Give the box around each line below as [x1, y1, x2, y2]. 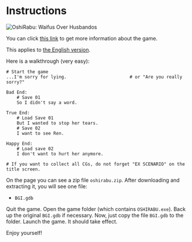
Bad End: [6, 89, 28, 95]
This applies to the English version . [6, 46, 91, 53]
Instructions [6, 4, 67, 18]
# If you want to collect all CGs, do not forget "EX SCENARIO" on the [6, 161, 185, 167]
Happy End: [6, 141, 33, 146]
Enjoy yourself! [6, 229, 42, 236]
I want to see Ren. [16, 130, 65, 136]
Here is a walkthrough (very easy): [6, 57, 90, 64]
